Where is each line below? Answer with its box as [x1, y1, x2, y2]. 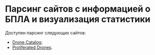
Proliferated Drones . [12, 44, 53, 50]
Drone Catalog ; [12, 39, 43, 45]
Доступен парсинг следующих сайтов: [5, 30, 86, 36]
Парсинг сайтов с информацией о [5, 3, 151, 15]
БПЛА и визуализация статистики [5, 14, 151, 25]
